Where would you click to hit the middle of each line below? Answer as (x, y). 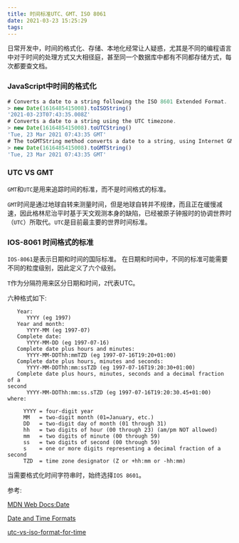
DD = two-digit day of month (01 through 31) (95, 424)
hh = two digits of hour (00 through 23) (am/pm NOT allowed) (121, 430)
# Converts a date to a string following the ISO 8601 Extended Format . (117, 101)
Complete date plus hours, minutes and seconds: (90, 362)
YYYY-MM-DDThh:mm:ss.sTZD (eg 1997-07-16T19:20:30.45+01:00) (119, 393)
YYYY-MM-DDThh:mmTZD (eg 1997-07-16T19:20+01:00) (101, 355)
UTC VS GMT (31, 173)
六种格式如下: (27, 298)
